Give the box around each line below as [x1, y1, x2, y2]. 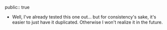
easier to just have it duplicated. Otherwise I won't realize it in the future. [12, 19, 163, 25]
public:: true [5, 4, 30, 10]
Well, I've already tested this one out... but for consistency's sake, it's [12, 14, 156, 19]
